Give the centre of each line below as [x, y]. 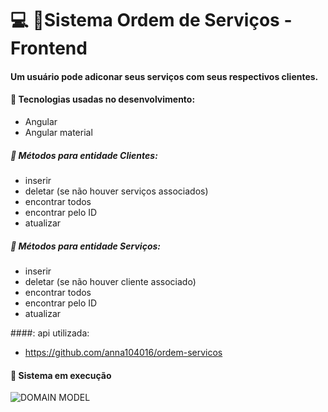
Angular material [58, 132]
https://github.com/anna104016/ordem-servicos [123, 352]
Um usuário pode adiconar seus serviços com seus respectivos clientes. [164, 76]
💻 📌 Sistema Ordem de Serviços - [151, 20]
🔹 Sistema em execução [61, 375]
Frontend [49, 48]
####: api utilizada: [50, 333]
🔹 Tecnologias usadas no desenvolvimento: [103, 99]
